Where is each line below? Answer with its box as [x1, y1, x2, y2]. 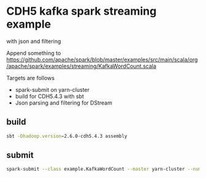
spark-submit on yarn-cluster [15, 86, 90, 93]
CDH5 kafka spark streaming [6, 4, 157, 18]
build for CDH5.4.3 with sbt [15, 92, 85, 100]
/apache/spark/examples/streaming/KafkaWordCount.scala [6, 62, 156, 70]
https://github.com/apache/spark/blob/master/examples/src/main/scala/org [6, 56, 198, 63]
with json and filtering [6, 37, 61, 45]
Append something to [6, 49, 61, 56]
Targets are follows [6, 74, 55, 81]
